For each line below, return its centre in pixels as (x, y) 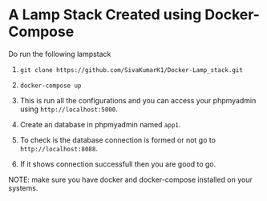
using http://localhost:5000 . (69, 109)
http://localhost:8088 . (59, 148)
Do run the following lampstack (60, 54)
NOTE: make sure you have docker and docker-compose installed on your (130, 179)
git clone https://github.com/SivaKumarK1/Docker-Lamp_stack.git (131, 70)
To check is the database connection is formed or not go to (118, 140)
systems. (23, 188)
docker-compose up (51, 86)
